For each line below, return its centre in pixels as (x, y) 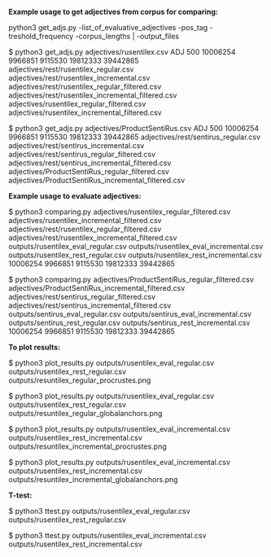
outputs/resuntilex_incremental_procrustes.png (87, 446)
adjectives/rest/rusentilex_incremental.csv (79, 78)
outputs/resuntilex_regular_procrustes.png (80, 380)
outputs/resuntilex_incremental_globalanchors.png (93, 479)
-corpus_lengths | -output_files (127, 36)
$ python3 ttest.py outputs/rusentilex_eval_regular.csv (100, 511)
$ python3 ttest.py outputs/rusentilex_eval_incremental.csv (107, 535)
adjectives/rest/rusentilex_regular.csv (71, 69)
